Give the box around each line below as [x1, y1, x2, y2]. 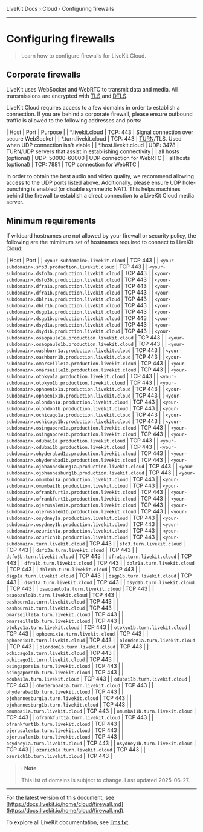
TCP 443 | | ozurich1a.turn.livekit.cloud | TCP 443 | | [6, 745, 146, 753]
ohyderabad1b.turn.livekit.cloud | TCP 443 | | [6, 688, 124, 695]
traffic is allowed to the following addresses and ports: [6, 116, 142, 124]
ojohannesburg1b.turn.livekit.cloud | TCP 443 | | [6, 701, 132, 708]
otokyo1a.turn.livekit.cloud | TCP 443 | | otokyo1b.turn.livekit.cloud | [6, 624, 191, 631]
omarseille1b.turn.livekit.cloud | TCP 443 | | [6, 617, 124, 624]
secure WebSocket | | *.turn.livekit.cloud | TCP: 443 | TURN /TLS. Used [6, 135, 182, 142]
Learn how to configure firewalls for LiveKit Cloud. [21, 52, 147, 59]
